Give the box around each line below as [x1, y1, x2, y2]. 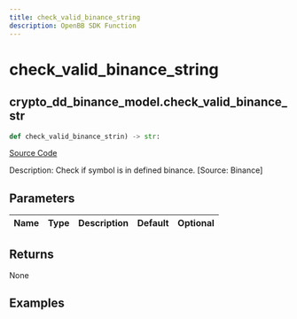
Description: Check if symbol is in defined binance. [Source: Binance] [9, 165, 263, 175]
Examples [9, 296, 65, 311]
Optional [176, 217, 215, 230]
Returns [9, 246, 55, 261]
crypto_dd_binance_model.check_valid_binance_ [9, 95, 288, 110]
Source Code [9, 148, 58, 159]
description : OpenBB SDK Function [9, 21, 137, 30]
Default [137, 217, 169, 230]
